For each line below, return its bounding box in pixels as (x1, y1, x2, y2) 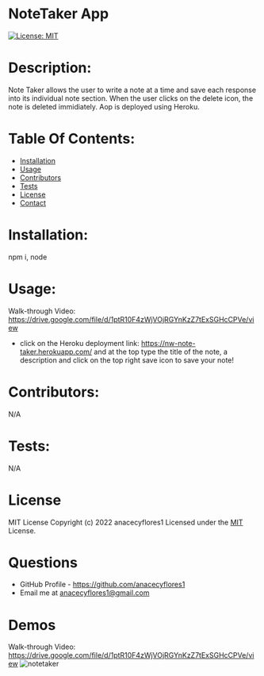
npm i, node (8, 252, 48, 262)
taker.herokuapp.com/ (19, 347, 93, 356)
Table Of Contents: (8, 130, 136, 148)
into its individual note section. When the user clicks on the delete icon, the (8, 93, 254, 103)
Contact (19, 198, 46, 207)
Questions (8, 553, 78, 571)
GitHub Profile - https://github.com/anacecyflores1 (19, 580, 186, 590)
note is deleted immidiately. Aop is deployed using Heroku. (8, 102, 200, 111)
